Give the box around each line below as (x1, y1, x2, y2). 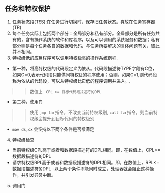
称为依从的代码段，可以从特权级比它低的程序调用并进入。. (12, 78, 131, 84)
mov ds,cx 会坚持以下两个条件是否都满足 (12, 126, 95, 132)
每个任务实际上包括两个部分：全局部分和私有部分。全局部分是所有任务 (12, 30, 156, 36)
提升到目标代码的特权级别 (42, 115, 95, 121)
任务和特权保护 (5, 4, 51, 13)
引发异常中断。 (25, 172, 56, 178)
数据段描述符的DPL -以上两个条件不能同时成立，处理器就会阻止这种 (12, 165, 150, 172)
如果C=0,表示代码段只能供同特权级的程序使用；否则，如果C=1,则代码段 (12, 71, 157, 78)
